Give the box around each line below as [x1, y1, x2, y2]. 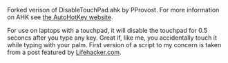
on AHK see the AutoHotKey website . [7, 13, 113, 21]
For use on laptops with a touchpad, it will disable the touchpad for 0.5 [7, 27, 208, 34]
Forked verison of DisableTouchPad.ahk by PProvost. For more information [7, 6, 220, 14]
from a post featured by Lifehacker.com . [7, 48, 122, 56]
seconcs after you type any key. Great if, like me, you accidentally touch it [7, 34, 218, 42]
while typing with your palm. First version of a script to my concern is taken [7, 41, 222, 49]
